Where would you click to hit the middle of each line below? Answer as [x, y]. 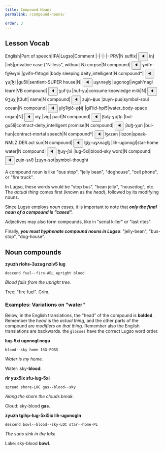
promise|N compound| [91, 125]
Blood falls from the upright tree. [38, 282]
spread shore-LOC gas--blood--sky [41, 387]
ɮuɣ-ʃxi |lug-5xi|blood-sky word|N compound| [104, 151]
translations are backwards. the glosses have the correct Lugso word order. [82, 331]
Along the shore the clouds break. [40, 397]
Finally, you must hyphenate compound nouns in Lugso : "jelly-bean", [76, 231]
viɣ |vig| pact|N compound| [63, 117]
